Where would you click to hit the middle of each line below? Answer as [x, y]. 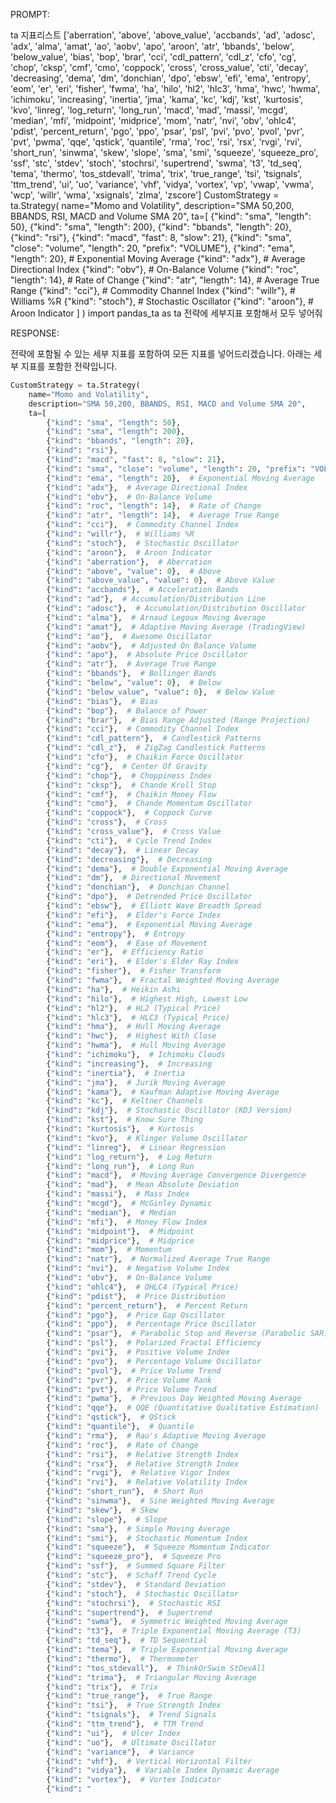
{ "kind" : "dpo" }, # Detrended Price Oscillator [149, 897]
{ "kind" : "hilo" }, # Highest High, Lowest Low [147, 999]
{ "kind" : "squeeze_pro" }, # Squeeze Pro [134, 1557]
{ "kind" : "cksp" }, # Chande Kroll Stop [131, 785]
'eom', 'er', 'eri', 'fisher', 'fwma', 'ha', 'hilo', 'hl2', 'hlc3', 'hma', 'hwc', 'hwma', [165, 88]
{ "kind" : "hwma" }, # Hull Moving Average [136, 1045]
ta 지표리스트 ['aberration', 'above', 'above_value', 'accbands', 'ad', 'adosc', [163, 35]
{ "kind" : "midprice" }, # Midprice [120, 1240]
